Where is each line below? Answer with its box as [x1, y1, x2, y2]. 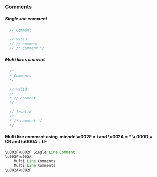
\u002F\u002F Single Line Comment [5, 150, 76, 155]
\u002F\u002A [5, 154, 32, 159]
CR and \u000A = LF [5, 139, 47, 145]
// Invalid [9, 110, 32, 115]
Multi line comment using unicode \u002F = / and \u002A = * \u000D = [5, 134, 153, 139]
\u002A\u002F [5, 168, 32, 173]
